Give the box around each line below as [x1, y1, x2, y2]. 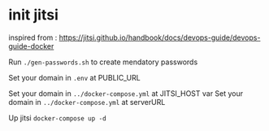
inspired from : [8, 33, 58, 42]
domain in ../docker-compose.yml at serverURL [8, 97, 166, 107]
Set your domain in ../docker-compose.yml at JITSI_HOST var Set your [8, 88, 244, 98]
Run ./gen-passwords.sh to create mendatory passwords [8, 57, 198, 67]
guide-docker [8, 41, 54, 50]
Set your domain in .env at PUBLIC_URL [8, 72, 141, 82]
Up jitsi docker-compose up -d [8, 112, 107, 123]
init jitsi [8, 6, 59, 24]
